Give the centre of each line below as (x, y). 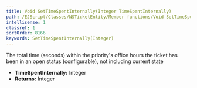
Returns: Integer (35, 79)
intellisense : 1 (26, 22)
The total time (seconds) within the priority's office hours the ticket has (92, 55)
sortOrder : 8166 (26, 33)
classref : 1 (21, 28)
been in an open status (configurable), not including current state (85, 61)
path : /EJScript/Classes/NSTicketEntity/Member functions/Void (85, 17)
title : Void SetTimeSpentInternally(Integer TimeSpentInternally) (89, 11)
